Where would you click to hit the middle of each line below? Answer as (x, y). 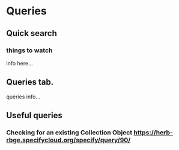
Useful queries (35, 115)
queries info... (23, 97)
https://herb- (153, 132)
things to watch (29, 50)
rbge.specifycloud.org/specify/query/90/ (68, 140)
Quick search (32, 33)
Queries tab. (30, 82)
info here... (20, 63)
